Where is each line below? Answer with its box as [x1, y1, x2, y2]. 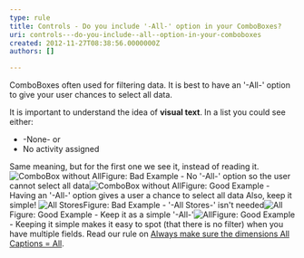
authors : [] [9, 47, 54, 56]
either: [9, 117, 34, 128]
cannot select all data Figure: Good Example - [9, 180, 270, 191]
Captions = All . [9, 238, 65, 249]
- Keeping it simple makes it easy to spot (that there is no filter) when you [9, 219, 284, 230]
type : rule [9, 13, 51, 23]
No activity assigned [22, 144, 100, 155]
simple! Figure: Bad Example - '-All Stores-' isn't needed [9, 200, 265, 211]
